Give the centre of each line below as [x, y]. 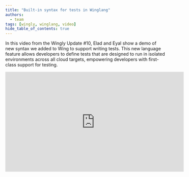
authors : [15, 15]
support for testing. [37, 65]
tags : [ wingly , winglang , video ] [41, 24]
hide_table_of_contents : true [37, 29]
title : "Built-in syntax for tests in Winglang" [58, 10]
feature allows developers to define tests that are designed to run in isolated [85, 54]
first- [154, 59]
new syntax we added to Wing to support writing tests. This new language [83, 49]
